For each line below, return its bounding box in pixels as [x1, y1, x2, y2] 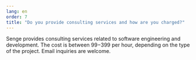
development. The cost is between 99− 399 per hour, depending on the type [6, 41, 190, 48]
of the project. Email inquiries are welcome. [6, 48, 111, 55]
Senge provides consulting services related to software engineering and [6, 36, 181, 43]
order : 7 [6, 14, 28, 20]
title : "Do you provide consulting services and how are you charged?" [6, 19, 185, 25]
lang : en [6, 8, 28, 15]
